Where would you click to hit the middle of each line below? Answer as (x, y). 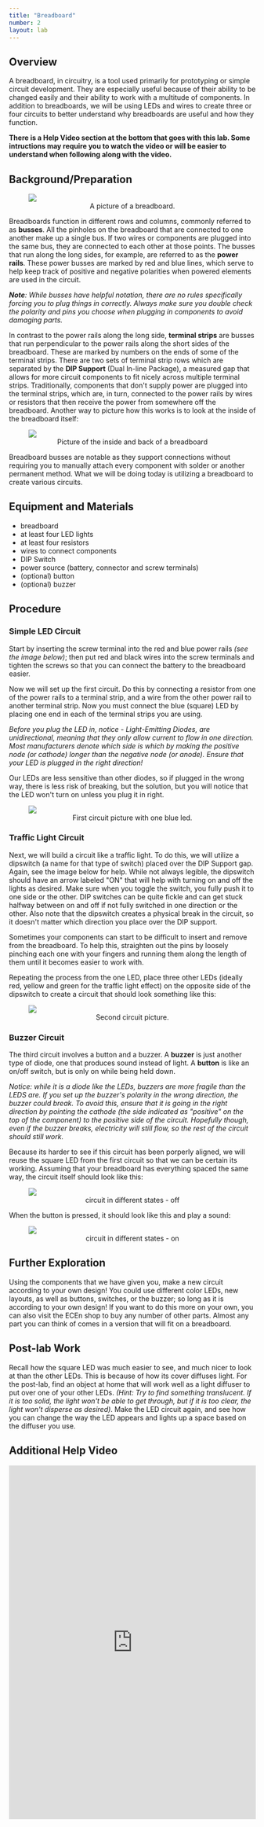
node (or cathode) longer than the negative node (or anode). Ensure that (126, 754)
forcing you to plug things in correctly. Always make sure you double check (131, 303)
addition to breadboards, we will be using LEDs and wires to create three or (130, 106)
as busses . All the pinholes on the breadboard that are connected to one (126, 230)
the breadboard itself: (44, 419)
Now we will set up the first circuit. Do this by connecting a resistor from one (132, 689)
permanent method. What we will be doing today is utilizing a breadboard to (131, 474)
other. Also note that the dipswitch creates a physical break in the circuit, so (131, 913)
